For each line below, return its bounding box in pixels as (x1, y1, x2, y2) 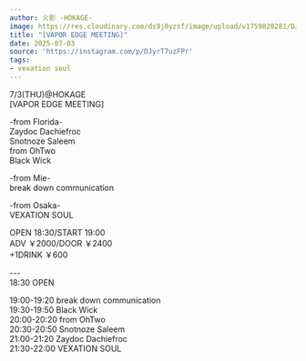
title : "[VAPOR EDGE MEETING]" (9, 30, 128, 39)
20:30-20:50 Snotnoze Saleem (9, 324, 126, 335)
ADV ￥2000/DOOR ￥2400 (9, 237, 113, 248)
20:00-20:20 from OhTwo (9, 314, 107, 325)
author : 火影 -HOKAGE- (9, 13, 93, 23)
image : (9, 22, 35, 31)
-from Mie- (9, 172, 51, 183)
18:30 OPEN (9, 276, 55, 287)
